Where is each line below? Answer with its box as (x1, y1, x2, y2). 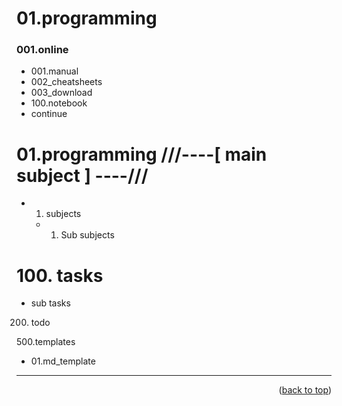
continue (30, 108, 68, 120)
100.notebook (30, 97, 88, 109)
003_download (30, 87, 93, 99)
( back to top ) (278, 384, 332, 396)
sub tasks (30, 297, 71, 309)
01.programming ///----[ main (16, 143, 268, 166)
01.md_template (30, 355, 96, 367)
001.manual (30, 65, 79, 77)
